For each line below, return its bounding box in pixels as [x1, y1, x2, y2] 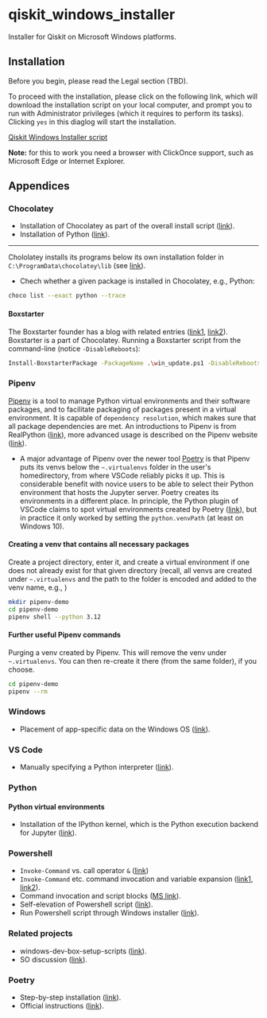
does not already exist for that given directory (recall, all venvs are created [8, 565, 253, 575]
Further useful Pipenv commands [8, 630, 122, 640]
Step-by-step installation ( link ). [19, 993, 122, 1002]
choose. [8, 665, 35, 674]
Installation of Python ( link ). [19, 229, 110, 240]
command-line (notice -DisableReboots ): [8, 344, 141, 353]
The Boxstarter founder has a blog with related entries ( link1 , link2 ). [8, 326, 228, 336]
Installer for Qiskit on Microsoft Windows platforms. [8, 32, 176, 41]
